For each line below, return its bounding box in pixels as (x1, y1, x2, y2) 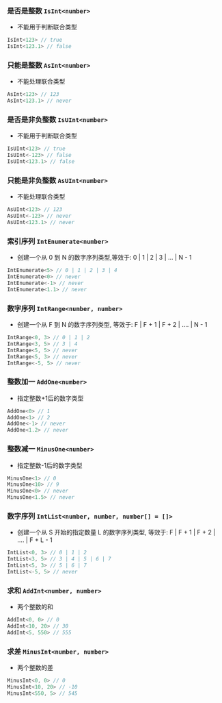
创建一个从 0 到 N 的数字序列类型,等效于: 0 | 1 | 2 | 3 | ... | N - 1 (16, 254, 192, 262)
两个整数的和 (16, 603, 53, 611)
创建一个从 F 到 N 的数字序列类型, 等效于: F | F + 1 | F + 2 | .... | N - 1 (16, 321, 208, 329)
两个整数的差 (16, 663, 53, 672)
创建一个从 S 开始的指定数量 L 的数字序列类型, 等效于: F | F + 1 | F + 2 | (16, 528, 216, 536)
